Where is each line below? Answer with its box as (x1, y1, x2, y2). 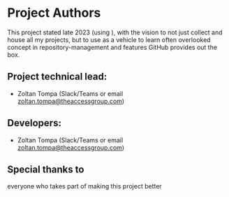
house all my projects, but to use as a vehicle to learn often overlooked (7, 35, 211, 43)
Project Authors (7, 5, 101, 21)
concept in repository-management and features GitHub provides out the (7, 43, 218, 51)
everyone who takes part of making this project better (7, 182, 162, 191)
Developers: (7, 117, 61, 129)
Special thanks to (7, 163, 84, 175)
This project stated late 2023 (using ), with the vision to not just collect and (7, 28, 223, 36)
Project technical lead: (7, 71, 108, 83)
